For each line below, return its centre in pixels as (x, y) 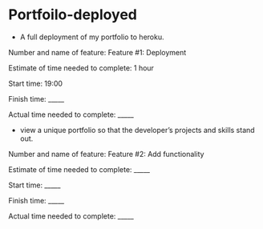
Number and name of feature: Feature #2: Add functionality (106, 154)
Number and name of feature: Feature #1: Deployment (97, 52)
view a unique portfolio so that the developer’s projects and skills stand (137, 130)
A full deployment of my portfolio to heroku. (92, 37)
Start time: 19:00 (35, 83)
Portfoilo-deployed (73, 15)
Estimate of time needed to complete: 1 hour (81, 68)
